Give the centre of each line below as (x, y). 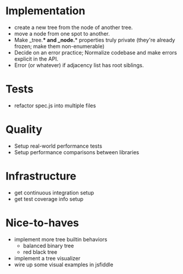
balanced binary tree (48, 246)
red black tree (40, 252)
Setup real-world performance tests (58, 146)
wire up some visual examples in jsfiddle (64, 265)
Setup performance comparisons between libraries (77, 152)
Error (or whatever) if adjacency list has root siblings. (79, 65)
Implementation (45, 11)
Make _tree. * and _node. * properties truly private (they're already (95, 40)
